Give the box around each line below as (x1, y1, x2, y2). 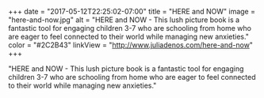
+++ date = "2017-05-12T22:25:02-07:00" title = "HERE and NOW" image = (8, 7, 256, 16)
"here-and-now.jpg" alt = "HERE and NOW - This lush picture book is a (8, 15, 240, 24)
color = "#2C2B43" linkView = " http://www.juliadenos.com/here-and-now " (8, 40, 254, 50)
